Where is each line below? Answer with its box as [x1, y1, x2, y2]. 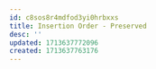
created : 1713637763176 [9, 47, 99, 56]
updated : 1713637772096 [9, 38, 99, 47]
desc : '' [9, 30, 42, 39]
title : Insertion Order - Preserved [9, 22, 147, 30]
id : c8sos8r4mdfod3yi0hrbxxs [9, 13, 119, 22]
